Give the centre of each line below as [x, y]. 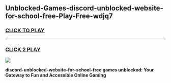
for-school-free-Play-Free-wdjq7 [59, 16]
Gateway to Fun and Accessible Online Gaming [56, 75]
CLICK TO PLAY [25, 31]
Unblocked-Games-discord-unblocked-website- [84, 8]
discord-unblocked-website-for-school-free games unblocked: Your [80, 69]
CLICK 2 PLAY [23, 49]
